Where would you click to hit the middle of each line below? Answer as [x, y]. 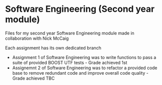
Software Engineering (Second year [80, 9]
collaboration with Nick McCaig [37, 38]
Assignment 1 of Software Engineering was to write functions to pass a [84, 57]
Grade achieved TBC [34, 78]
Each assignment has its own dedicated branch [53, 48]
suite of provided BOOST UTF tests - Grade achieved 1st [70, 62]
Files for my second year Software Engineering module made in [70, 33]
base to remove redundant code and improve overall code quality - [80, 73]
